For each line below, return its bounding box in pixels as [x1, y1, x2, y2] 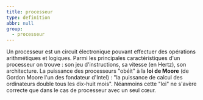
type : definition [6, 15, 51, 21]
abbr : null [6, 20, 34, 26]
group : [6, 25, 23, 32]
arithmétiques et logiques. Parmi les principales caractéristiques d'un [6, 55, 180, 62]
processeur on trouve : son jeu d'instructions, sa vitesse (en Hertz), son [6, 61, 187, 68]
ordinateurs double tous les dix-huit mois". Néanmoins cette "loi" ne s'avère [6, 80, 197, 88]
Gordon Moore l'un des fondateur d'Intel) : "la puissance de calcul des [6, 74, 183, 81]
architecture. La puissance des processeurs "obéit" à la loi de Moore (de [6, 67, 189, 75]
